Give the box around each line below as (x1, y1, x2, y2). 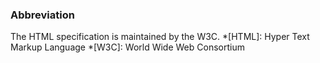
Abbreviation (10, 8, 75, 22)
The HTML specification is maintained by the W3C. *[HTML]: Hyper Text (10, 31, 310, 43)
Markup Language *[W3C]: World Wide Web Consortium (10, 41, 245, 53)
